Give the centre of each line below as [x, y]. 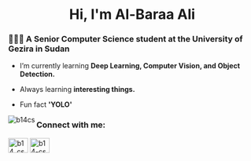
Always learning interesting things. [77, 90]
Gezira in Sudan [39, 49]
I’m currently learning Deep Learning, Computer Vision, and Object [130, 66]
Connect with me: [71, 125]
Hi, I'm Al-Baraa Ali [132, 15]
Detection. [37, 74]
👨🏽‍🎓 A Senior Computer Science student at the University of [125, 39]
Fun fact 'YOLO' [46, 104]
